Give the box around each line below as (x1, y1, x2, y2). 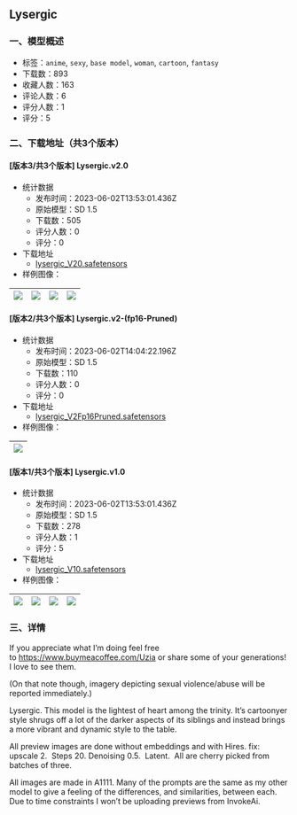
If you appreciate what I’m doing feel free (9, 642, 160, 653)
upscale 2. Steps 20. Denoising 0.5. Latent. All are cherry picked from (9, 750, 270, 761)
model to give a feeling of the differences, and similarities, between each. (9, 786, 277, 796)
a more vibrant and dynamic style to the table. (9, 724, 177, 734)
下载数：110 (35, 368, 78, 379)
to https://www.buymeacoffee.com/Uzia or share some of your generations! (9, 651, 286, 663)
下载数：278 (35, 521, 82, 532)
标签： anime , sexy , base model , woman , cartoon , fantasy (21, 57, 219, 67)
